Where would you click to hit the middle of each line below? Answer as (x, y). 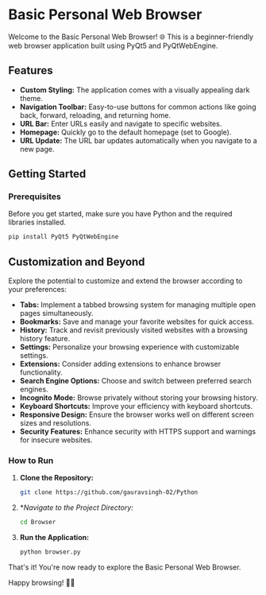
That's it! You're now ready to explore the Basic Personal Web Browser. (125, 567)
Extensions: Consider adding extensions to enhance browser (120, 364)
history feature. (45, 339)
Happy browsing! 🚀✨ (42, 583)
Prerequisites (35, 196)
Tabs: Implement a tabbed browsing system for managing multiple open (138, 305)
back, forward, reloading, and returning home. (95, 115)
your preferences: (38, 290)
